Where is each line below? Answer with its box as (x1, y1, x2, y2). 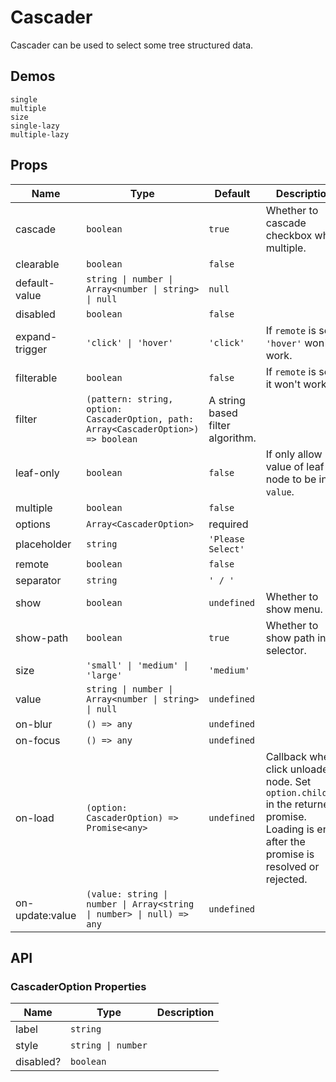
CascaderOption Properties (10, 979, 147, 993)
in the (265, 797, 293, 811)
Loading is (265, 822, 315, 836)
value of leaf (265, 459, 325, 473)
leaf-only (15, 466, 60, 480)
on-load (15, 811, 55, 825)
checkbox (265, 228, 313, 242)
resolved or (265, 859, 320, 873)
